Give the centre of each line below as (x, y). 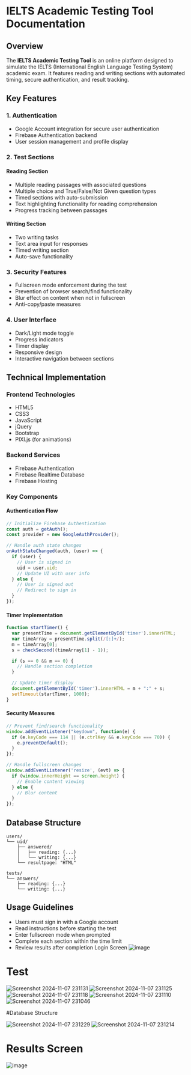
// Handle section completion (55, 666)
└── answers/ (23, 879)
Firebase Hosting (36, 481)
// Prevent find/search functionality (55, 726)
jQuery (23, 427)
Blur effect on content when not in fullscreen (70, 298)
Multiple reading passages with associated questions (81, 184)
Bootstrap (27, 433)
